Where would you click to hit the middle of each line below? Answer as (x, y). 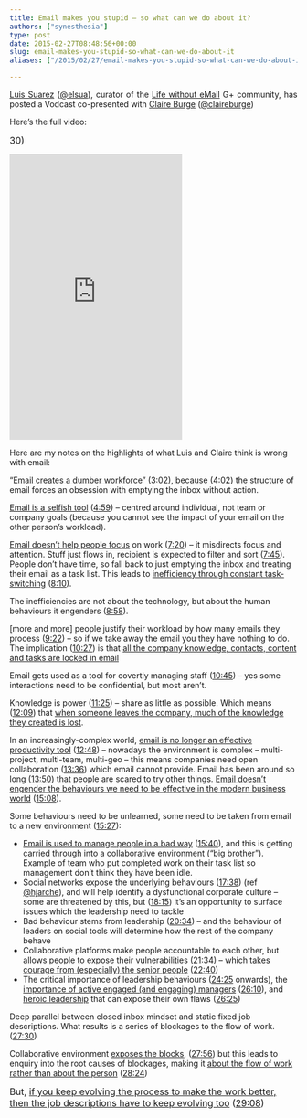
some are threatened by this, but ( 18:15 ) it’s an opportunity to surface (153, 902)
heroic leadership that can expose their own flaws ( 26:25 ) (132, 999)
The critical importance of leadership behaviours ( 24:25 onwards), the (155, 980)
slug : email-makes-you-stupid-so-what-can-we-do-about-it (122, 52)
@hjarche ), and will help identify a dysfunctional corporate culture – (150, 892)
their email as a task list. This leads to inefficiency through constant (136, 574)
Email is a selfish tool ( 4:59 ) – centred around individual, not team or (138, 507)
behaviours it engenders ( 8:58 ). (69, 611)
